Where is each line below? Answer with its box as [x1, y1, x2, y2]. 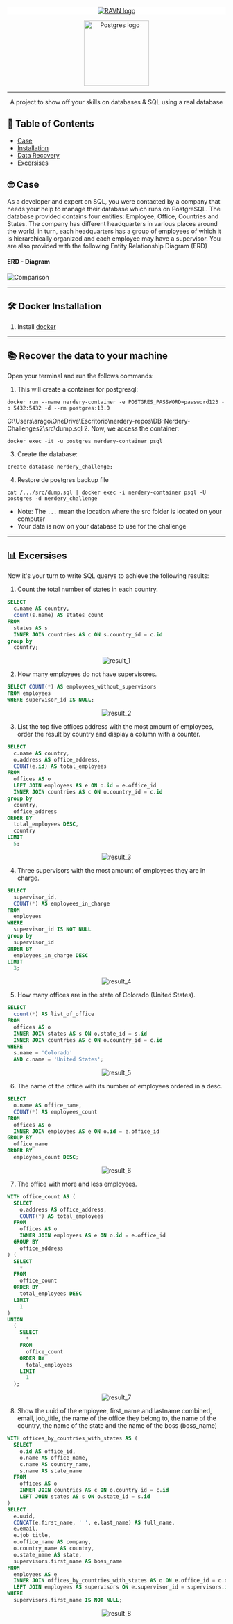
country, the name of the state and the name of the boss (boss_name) [17, 1422, 217, 1430]
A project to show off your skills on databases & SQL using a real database [10, 98, 223, 106]
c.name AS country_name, [19, 1461, 92, 1468]
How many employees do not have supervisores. [17, 670, 157, 678]
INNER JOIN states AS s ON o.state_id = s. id [13, 1030, 148, 1037]
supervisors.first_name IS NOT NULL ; [13, 1597, 123, 1604]
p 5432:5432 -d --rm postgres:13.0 [7, 405, 110, 412]
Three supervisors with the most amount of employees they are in [17, 866, 206, 874]
